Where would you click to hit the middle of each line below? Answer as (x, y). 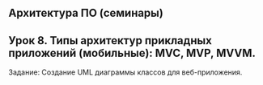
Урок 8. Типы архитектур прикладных (110, 40)
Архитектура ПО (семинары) (86, 13)
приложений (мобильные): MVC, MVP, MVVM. (132, 53)
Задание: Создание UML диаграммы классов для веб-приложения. (125, 72)
